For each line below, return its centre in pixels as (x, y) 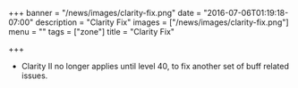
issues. (34, 76)
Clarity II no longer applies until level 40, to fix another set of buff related (155, 66)
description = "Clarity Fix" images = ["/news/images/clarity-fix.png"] (162, 22)
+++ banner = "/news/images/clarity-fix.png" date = (105, 13)
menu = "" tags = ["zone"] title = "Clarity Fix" (92, 32)
